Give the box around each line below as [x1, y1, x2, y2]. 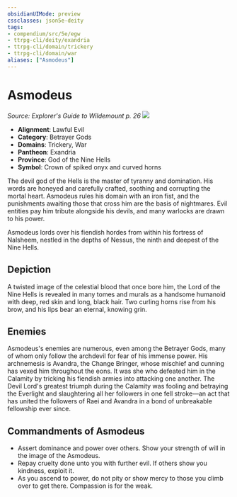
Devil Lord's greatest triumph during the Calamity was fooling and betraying [7, 382, 229, 391]
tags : [7, 23, 23, 30]
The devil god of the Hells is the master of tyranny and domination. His [7, 177, 214, 185]
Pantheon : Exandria [17, 147, 76, 156]
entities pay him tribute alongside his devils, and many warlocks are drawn [7, 206, 225, 215]
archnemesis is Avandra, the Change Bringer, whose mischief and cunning [7, 359, 225, 368]
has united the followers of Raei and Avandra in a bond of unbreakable [7, 397, 212, 406]
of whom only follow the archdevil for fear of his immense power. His [7, 352, 208, 360]
